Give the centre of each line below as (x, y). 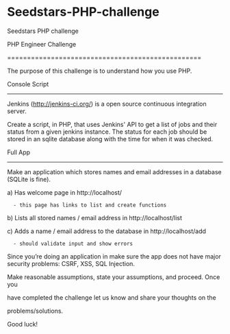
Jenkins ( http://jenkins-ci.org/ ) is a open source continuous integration (107, 104)
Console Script (28, 84)
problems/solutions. (35, 311)
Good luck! (23, 324)
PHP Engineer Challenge (42, 44)
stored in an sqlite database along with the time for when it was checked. (110, 139)
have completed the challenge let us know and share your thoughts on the (112, 297)
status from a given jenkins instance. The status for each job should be (107, 132)
